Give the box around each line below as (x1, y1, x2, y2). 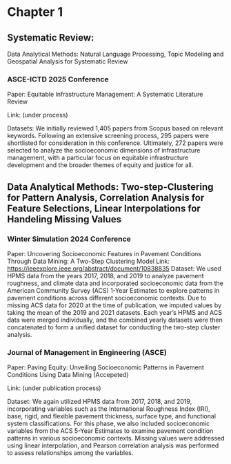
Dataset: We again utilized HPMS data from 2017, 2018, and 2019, (7, 398, 192, 406)
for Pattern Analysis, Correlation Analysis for (7, 191, 205, 204)
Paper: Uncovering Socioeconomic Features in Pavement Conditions (7, 249, 202, 258)
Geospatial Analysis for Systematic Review (7, 57, 128, 66)
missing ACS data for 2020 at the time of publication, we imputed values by (7, 301, 222, 309)
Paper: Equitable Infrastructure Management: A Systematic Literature (7, 90, 203, 99)
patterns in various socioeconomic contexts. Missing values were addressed (7, 434, 225, 443)
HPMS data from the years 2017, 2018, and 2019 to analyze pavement (7, 271, 204, 280)
